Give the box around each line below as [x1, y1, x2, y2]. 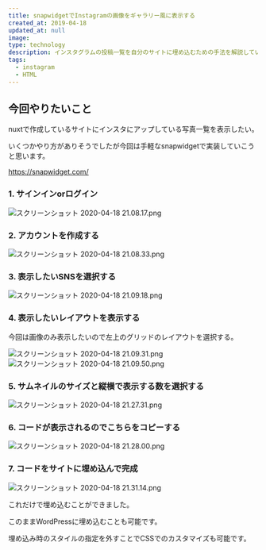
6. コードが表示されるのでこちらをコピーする [8, 421, 181, 433]
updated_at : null [8, 26, 66, 34]
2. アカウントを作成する [8, 229, 99, 240]
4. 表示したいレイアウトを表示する [8, 313, 141, 324]
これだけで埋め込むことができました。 [8, 499, 133, 509]
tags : [8, 56, 26, 64]
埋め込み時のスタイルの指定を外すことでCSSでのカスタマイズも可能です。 [8, 533, 251, 543]
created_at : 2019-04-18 [8, 19, 87, 27]
